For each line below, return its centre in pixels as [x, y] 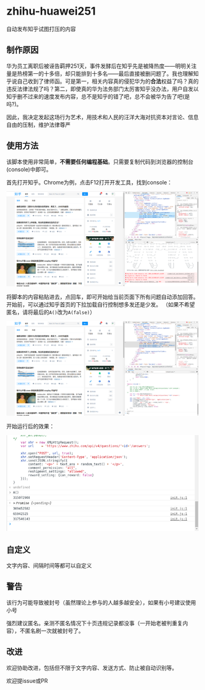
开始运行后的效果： [31, 426]
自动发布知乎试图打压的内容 [41, 29]
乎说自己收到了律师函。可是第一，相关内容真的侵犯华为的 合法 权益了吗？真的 [103, 81]
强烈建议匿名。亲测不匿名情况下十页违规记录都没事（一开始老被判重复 [95, 623]
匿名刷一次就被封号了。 [54, 631]
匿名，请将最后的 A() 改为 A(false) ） [51, 312]
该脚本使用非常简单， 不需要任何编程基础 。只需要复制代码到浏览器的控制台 [100, 162]
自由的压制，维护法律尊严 [38, 125]
